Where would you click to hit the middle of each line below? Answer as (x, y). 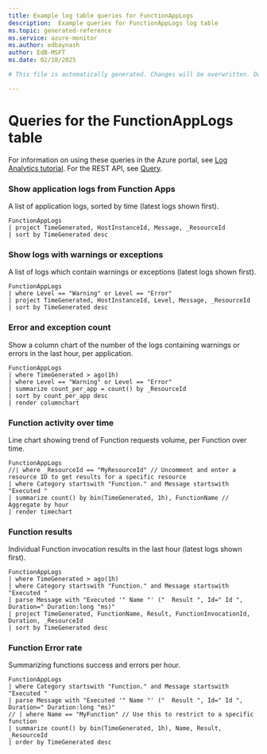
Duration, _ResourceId (46, 621)
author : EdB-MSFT (37, 53)
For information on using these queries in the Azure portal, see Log (118, 159)
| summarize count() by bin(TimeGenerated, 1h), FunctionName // (118, 498)
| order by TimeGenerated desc (60, 742)
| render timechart (41, 512)
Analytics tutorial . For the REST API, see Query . (85, 168)
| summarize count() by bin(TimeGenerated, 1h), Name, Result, (115, 729)
